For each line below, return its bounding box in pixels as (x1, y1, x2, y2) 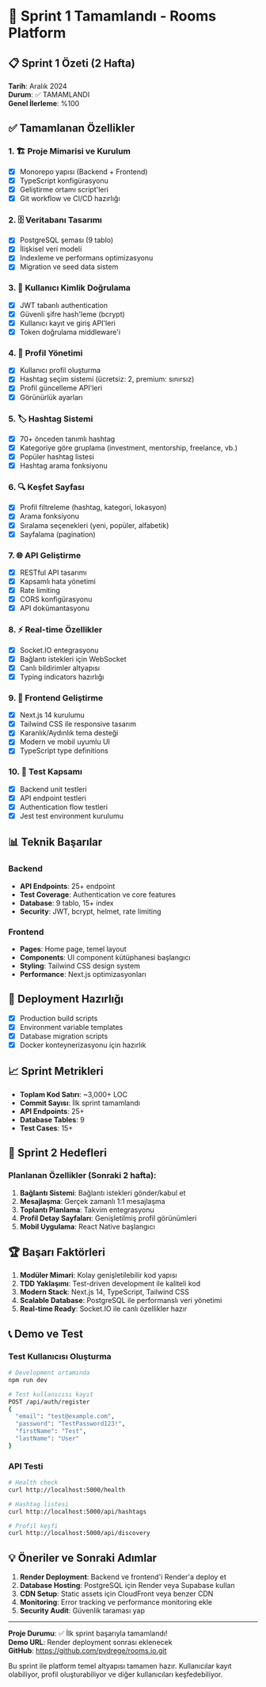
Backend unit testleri (19, 784, 87, 794)
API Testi (8, 1461, 44, 1472)
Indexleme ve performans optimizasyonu (19, 253, 154, 263)
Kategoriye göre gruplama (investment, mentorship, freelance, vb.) (19, 443, 238, 452)
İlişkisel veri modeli (19, 245, 82, 254)
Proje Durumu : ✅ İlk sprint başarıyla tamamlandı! (8, 1628, 168, 1638)
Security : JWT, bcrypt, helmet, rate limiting (19, 906, 161, 916)
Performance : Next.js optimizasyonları (19, 969, 146, 978)
